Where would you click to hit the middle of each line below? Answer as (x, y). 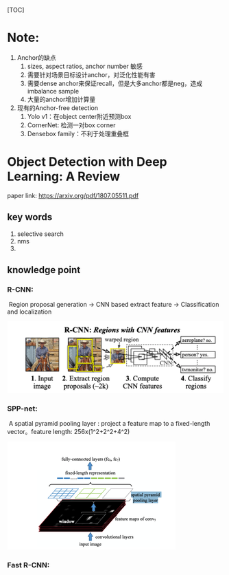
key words (30, 217)
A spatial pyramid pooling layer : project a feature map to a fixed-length (109, 424)
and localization (29, 312)
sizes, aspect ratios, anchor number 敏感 (85, 66)
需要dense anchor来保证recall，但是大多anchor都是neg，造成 (115, 83)
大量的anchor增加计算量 (61, 99)
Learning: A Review (64, 176)
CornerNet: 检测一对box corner (71, 125)
